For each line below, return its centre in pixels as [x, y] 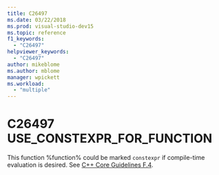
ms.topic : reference [37, 33]
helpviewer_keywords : [38, 52]
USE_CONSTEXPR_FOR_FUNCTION [110, 139]
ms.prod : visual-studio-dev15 [51, 26]
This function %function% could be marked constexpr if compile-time [106, 158]
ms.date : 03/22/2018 [37, 20]
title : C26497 [28, 13]
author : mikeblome [33, 65]
